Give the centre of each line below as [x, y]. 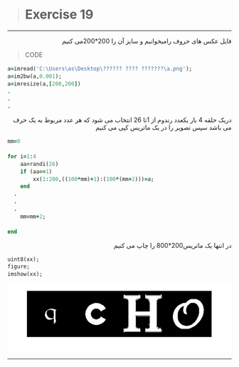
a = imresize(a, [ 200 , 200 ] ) [44, 84]
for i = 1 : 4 [22, 156]
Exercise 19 [59, 15]
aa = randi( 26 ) [39, 164]
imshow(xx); [25, 274]
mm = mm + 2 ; [33, 217]
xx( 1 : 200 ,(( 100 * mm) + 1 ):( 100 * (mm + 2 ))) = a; [94, 179]
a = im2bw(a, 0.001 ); [34, 76]
